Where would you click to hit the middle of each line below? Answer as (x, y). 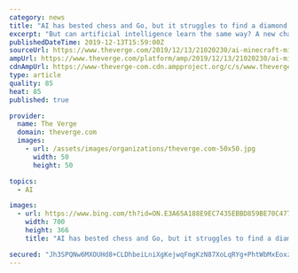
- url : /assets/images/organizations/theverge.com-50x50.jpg (140, 149)
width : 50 (51, 157)
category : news (37, 17)
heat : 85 (25, 91)
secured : (25, 254)
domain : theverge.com (57, 133)
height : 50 (53, 165)
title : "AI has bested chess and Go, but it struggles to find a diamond (149, 26)
